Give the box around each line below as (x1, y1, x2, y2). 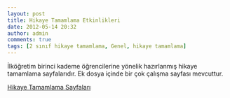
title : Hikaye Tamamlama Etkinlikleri (7, 17, 121, 24)
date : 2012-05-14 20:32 (7, 23, 77, 30)
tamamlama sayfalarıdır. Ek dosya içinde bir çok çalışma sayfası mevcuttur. (7, 69, 224, 78)
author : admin (7, 29, 49, 37)
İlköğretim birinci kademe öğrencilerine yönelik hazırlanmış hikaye (7, 62, 198, 70)
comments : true (7, 36, 52, 43)
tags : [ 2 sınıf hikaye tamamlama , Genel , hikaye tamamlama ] (7, 43, 187, 50)
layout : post (7, 10, 46, 17)
